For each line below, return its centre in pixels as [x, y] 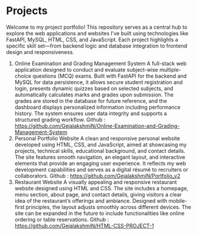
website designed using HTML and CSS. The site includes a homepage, [101, 188]
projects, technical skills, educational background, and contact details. [100, 150]
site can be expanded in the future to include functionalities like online [99, 213]
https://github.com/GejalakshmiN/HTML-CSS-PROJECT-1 [84, 226]
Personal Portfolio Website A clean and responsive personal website [97, 138]
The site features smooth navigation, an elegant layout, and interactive [100, 157]
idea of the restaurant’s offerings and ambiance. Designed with [91, 200]
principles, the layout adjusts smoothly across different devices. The [108, 207]
